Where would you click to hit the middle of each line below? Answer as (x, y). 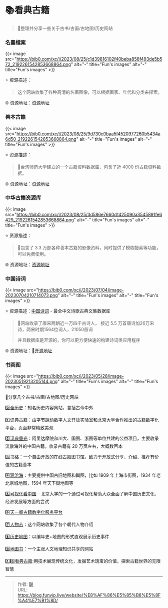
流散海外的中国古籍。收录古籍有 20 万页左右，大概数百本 (64, 446)
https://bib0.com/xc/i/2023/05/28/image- (81, 376)
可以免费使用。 (33, 254)
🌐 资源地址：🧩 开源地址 (29, 351)
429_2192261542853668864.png (39, 220)
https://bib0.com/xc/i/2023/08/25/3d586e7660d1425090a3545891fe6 (89, 214)
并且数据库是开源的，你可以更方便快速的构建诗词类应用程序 (79, 340)
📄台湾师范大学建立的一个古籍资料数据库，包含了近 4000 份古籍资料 (87, 167)
